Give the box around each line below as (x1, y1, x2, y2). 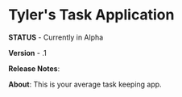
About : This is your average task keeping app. (8, 79, 163, 89)
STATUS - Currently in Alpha (8, 32, 104, 42)
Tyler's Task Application (8, 6, 175, 24)
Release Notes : (8, 63, 60, 74)
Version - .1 (8, 48, 47, 57)
